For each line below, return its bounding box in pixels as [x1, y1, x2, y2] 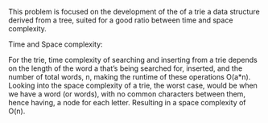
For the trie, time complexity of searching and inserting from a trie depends [8, 55, 258, 64]
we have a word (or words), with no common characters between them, [8, 89, 245, 99]
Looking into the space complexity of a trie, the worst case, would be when [8, 80, 258, 90]
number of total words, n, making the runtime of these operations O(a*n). [8, 72, 251, 81]
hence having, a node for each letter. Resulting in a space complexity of [8, 98, 247, 107]
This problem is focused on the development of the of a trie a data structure [8, 7, 260, 16]
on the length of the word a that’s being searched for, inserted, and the [8, 64, 243, 73]
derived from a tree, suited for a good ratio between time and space [8, 15, 233, 25]
